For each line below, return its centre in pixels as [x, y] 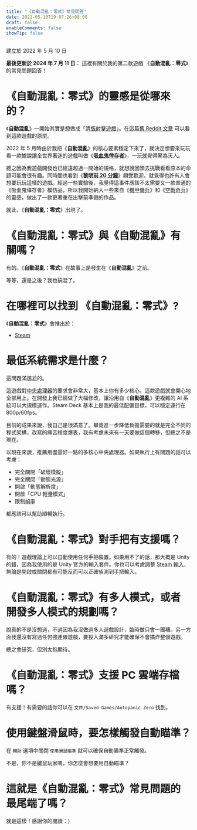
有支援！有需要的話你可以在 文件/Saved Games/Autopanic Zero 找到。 [89, 707]
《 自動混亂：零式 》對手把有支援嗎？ [94, 540]
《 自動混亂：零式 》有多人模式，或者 [94, 597]
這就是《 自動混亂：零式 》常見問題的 [94, 789]
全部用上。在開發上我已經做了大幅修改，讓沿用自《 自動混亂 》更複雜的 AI [94, 398]
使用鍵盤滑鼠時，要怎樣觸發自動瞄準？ [99, 733]
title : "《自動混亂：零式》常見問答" [46, 11]
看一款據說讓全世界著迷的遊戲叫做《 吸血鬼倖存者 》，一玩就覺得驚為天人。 [95, 155]
